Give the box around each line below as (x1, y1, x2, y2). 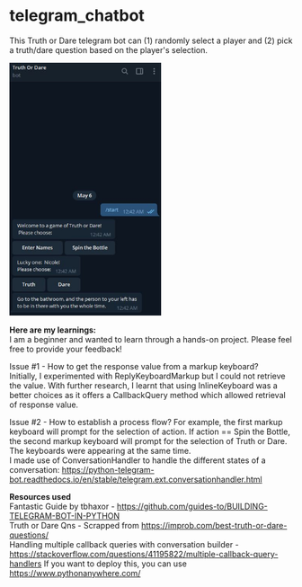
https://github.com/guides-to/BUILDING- (116, 501, 268, 511)
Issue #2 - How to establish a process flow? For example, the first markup (9, 416, 283, 427)
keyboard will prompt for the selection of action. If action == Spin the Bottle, (9, 426, 290, 437)
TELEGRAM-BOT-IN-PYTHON (9, 510, 120, 521)
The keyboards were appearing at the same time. (9, 445, 191, 456)
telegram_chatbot (9, 5, 146, 26)
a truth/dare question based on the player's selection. (9, 44, 209, 55)
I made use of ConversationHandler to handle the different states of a (9, 455, 267, 466)
